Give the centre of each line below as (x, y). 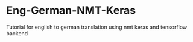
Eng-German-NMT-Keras (71, 10)
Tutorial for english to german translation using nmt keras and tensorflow (97, 27)
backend (17, 33)
